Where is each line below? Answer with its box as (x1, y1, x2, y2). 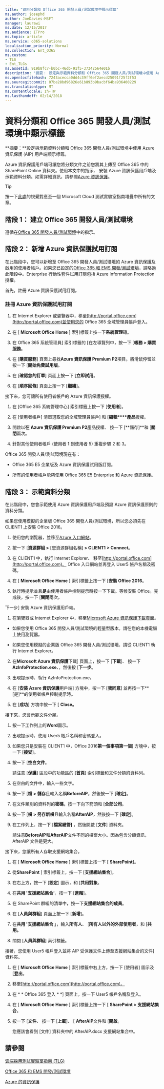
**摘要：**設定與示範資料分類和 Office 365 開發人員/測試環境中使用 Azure (5, 145, 155, 151)
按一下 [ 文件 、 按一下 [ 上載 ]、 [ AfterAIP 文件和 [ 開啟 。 (12, 1018, 122, 1024)
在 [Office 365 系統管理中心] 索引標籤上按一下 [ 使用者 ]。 (12, 403, 126, 410)
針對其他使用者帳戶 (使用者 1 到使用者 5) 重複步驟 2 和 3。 (12, 441, 129, 447)
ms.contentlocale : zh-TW (5, 89, 56, 94)
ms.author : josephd (5, 12, 45, 17)
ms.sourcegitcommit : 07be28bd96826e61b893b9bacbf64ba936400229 (5, 80, 137, 84)
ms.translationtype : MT (5, 84, 54, 89)
